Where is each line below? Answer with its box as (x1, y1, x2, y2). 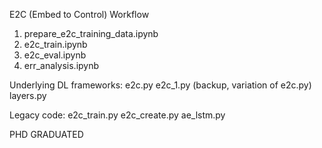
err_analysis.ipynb (23, 60, 100, 71)
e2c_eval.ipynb (23, 49, 87, 61)
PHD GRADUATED (9, 129, 84, 140)
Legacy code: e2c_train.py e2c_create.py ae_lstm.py (9, 109, 226, 121)
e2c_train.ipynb (23, 39, 88, 50)
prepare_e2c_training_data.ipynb (23, 28, 159, 39)
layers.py (9, 90, 47, 101)
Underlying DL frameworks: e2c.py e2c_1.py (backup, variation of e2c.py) (9, 79, 312, 91)
